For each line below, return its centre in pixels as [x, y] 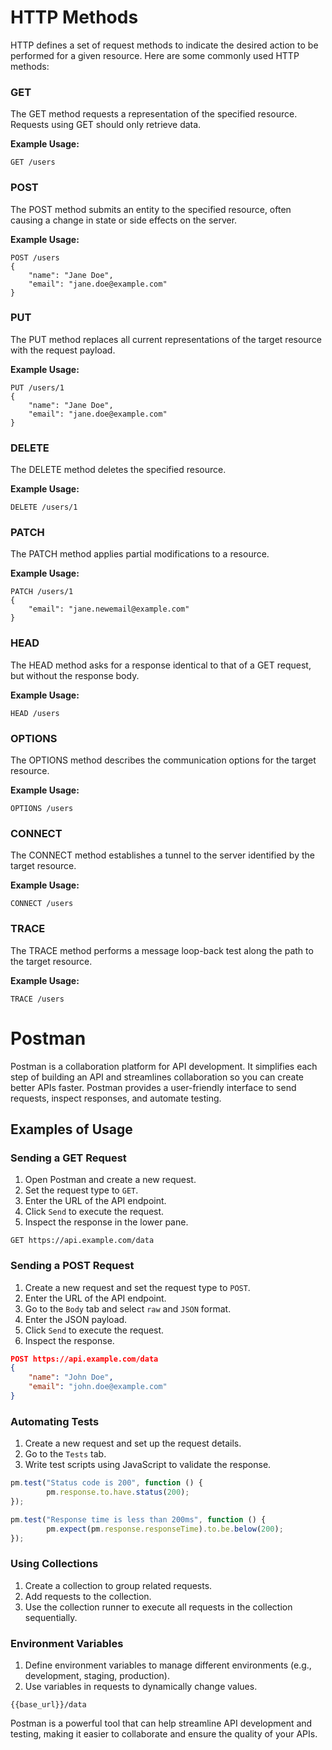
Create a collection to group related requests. [118, 1585]
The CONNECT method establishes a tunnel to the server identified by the [162, 855]
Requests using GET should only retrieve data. [106, 125]
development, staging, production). [97, 1676]
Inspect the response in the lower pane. [106, 1222]
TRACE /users [37, 999]
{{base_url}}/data [48, 1705]
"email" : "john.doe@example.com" [98, 1387]
